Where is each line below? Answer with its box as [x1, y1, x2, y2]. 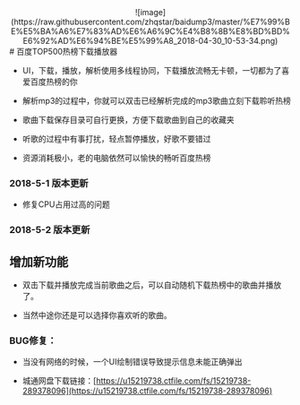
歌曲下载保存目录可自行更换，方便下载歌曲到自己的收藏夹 [21, 115, 235, 125]
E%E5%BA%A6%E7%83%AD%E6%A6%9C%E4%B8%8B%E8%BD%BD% [10, 26, 291, 37]
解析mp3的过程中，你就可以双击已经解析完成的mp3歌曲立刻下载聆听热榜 [21, 96, 291, 106]
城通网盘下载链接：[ [21, 375, 97, 386]
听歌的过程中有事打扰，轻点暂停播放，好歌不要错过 [21, 134, 211, 144]
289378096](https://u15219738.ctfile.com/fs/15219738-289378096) [21, 385, 273, 396]
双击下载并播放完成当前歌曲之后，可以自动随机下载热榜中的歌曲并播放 [21, 280, 282, 290]
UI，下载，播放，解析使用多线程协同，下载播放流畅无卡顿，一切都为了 [21, 65, 282, 75]
